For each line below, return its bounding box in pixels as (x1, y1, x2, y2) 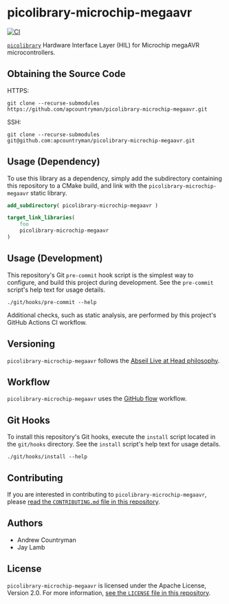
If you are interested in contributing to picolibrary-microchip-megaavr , (7, 490, 207, 498)
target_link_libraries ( (7, 215, 76, 222)
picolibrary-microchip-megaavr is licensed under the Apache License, (7, 581, 206, 590)
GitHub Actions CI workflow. (7, 318, 87, 326)
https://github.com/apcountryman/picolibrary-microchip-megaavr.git (7, 105, 208, 113)
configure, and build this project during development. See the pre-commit (7, 278, 214, 286)
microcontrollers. (7, 48, 56, 56)
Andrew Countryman (17, 535, 77, 544)
